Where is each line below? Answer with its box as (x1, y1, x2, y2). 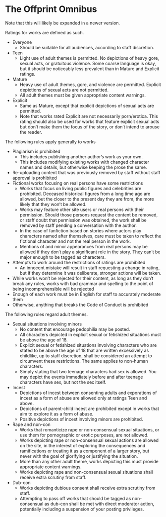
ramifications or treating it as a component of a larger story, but (19, 448, 150, 454)
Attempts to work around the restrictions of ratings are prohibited (12, 259, 146, 265)
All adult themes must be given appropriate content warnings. (19, 92, 146, 98)
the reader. (19, 129, 42, 135)
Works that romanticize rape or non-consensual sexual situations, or (19, 426, 160, 432)
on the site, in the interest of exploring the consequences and (19, 442, 146, 448)
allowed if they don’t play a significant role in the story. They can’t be (19, 249, 161, 255)
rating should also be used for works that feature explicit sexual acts (19, 118, 160, 124)
